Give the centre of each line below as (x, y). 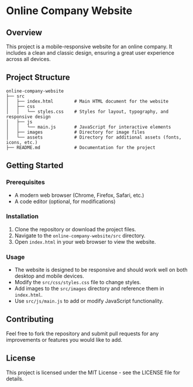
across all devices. (28, 59)
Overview (24, 33)
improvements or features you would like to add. (64, 339)
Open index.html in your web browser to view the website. (85, 241)
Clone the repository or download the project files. (75, 229)
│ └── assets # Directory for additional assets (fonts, (94, 137)
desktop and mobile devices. (49, 276)
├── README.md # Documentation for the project (81, 147)
